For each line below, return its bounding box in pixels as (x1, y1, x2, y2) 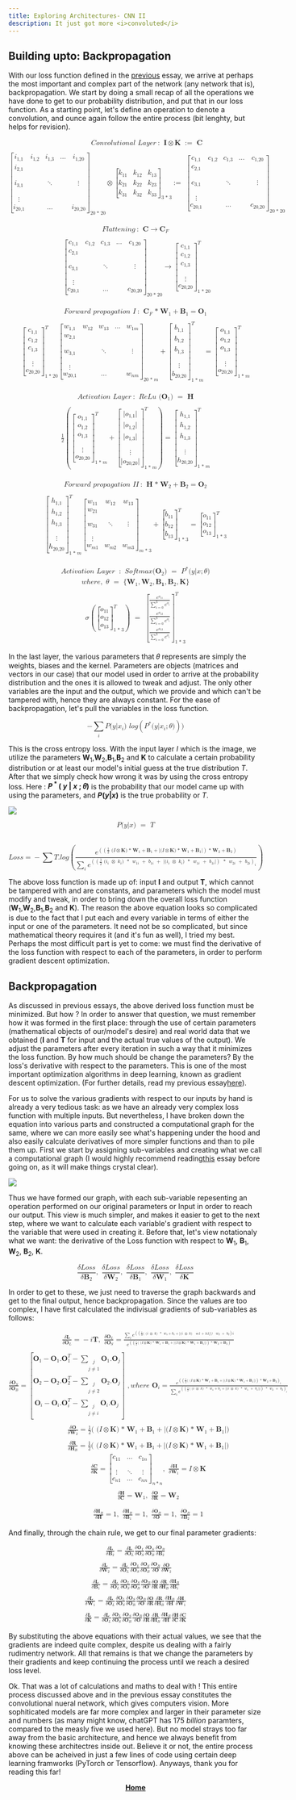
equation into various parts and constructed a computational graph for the (8, 1120, 255, 1129)
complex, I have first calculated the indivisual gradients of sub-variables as (8, 1304, 257, 1314)
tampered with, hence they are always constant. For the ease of (8, 695, 220, 705)
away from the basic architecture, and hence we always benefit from (8, 1732, 237, 1742)
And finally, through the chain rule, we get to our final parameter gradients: (8, 1528, 256, 1538)
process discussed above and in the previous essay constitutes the (8, 1689, 232, 1699)
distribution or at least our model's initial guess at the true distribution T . (8, 763, 248, 772)
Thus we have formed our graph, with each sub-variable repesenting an (8, 1193, 248, 1203)
